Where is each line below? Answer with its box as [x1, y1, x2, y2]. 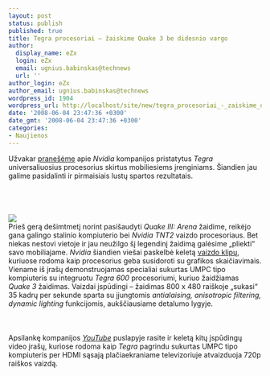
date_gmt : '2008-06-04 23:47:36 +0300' [8, 117, 142, 125]
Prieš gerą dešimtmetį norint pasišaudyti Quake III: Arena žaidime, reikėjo [8, 221, 252, 231]
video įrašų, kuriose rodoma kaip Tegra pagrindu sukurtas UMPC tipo [8, 341, 239, 351]
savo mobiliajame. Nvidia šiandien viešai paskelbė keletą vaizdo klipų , [8, 247, 239, 257]
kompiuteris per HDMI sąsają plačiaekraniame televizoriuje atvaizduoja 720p [8, 349, 261, 359]
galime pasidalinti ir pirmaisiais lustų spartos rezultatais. [8, 171, 194, 180]
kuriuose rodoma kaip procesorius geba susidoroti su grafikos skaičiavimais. [8, 255, 262, 266]
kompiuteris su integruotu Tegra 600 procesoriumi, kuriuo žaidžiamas [8, 273, 239, 283]
